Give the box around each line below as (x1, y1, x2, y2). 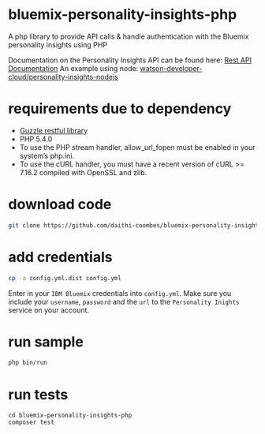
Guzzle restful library (19, 125, 88, 135)
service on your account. (8, 305, 89, 315)
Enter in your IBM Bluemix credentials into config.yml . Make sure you (8, 288, 232, 297)
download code (8, 196, 112, 214)
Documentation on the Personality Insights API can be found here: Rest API (8, 55, 252, 65)
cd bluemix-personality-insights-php (8, 412, 132, 420)
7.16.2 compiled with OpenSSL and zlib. (19, 167, 147, 177)
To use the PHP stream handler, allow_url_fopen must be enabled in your (19, 142, 256, 152)
